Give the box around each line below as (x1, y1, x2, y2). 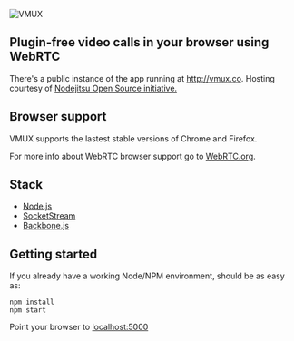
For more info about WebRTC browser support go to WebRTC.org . (9, 151, 256, 161)
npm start (9, 306, 47, 315)
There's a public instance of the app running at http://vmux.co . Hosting (9, 73, 275, 83)
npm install (9, 297, 54, 307)
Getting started (9, 246, 98, 262)
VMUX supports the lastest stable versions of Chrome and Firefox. (9, 132, 258, 144)
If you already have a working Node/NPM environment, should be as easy (9, 270, 286, 281)
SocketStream (22, 210, 76, 221)
